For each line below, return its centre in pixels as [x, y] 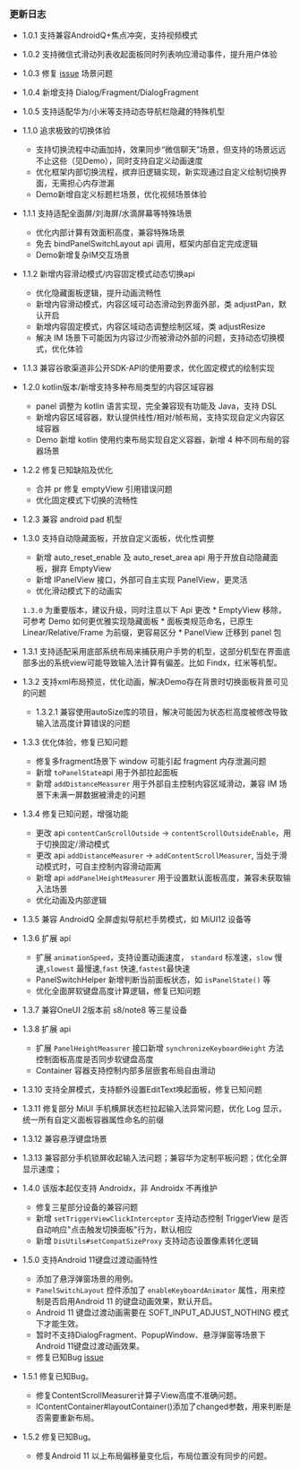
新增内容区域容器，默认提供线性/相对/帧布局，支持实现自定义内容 [156, 418]
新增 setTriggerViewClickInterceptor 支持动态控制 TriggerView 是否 [162, 1218]
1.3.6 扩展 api [47, 938]
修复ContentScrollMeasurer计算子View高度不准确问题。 [138, 1396]
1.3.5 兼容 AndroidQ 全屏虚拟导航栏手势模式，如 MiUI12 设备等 [137, 920]
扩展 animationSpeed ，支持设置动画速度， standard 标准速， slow [154, 957]
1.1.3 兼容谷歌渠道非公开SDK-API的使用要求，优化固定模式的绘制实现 [148, 368]
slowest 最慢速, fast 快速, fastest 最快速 [118, 969]
